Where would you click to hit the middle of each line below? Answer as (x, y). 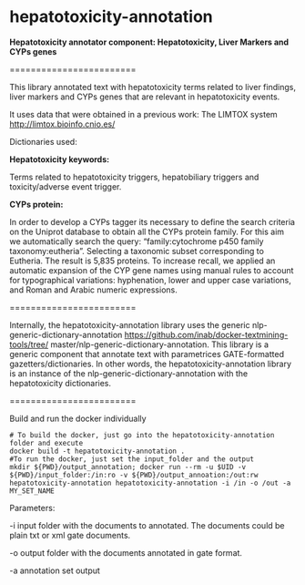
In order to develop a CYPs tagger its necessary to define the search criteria (152, 221)
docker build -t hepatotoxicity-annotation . (97, 451)
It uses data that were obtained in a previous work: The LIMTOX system (143, 114)
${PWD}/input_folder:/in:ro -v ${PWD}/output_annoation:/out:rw (134, 475)
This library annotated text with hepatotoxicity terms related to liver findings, (152, 87)
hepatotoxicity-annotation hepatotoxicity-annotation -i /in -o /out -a (150, 483)
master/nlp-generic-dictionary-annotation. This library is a (159, 344)
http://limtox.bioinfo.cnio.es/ (62, 124)
